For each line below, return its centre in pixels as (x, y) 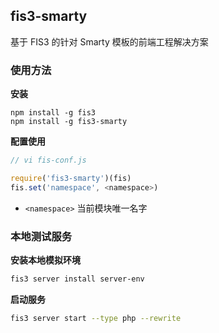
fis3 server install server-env (77, 279)
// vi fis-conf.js (48, 160)
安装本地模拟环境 (45, 260)
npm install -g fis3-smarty (69, 122)
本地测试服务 (41, 236)
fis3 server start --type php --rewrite (96, 318)
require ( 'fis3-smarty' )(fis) (71, 178)
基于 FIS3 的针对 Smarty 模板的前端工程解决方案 (109, 41)
